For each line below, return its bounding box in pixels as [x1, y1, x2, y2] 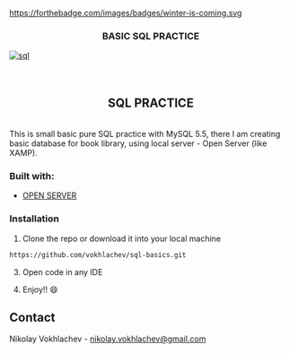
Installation [9, 212, 60, 225]
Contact [9, 309, 56, 325]
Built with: [9, 170, 55, 183]
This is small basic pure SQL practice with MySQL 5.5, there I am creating [9, 129, 281, 140]
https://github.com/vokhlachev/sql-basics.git [9, 250, 187, 259]
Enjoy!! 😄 [22, 284, 58, 295]
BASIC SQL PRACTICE [101, 30, 200, 42]
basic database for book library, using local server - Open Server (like [9, 138, 267, 149]
